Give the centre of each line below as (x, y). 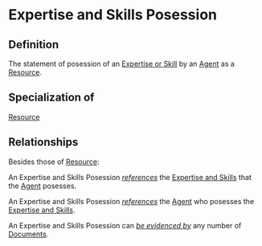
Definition (33, 45)
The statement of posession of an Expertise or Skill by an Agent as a (122, 64)
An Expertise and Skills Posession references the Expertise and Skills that (130, 177)
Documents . (29, 234)
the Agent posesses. (43, 186)
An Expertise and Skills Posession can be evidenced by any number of (125, 225)
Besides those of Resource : (54, 162)
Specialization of (51, 98)
